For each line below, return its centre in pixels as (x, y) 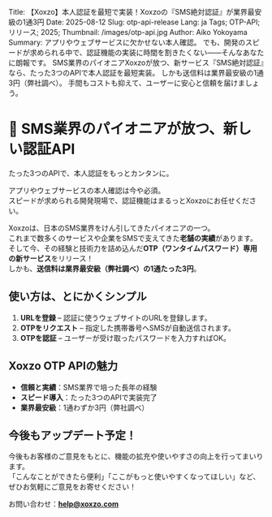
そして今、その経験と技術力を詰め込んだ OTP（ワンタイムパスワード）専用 (133, 248)
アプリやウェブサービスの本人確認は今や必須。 (86, 190)
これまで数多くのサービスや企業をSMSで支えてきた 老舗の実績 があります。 (133, 238)
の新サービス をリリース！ (51, 258)
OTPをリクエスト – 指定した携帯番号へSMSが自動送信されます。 (127, 328)
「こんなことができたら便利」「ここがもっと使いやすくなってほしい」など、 (134, 476)
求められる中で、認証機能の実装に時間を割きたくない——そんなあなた (147, 52)
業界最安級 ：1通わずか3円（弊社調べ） (84, 407)
